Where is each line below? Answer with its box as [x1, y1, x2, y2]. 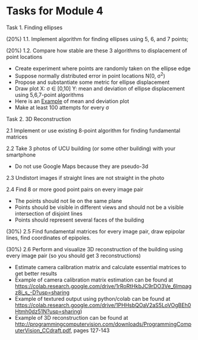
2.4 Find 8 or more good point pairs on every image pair [6, 186, 144, 193]
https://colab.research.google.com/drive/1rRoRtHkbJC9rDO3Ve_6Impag [14, 282, 192, 289]
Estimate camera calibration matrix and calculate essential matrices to [14, 263, 187, 270]
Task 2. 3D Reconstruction [6, 115, 71, 123]
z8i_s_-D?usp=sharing [14, 289, 70, 296]
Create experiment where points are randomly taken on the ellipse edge [14, 64, 191, 72]
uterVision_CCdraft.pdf [14, 326, 71, 334]
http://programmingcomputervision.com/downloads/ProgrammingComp [14, 320, 192, 327]
